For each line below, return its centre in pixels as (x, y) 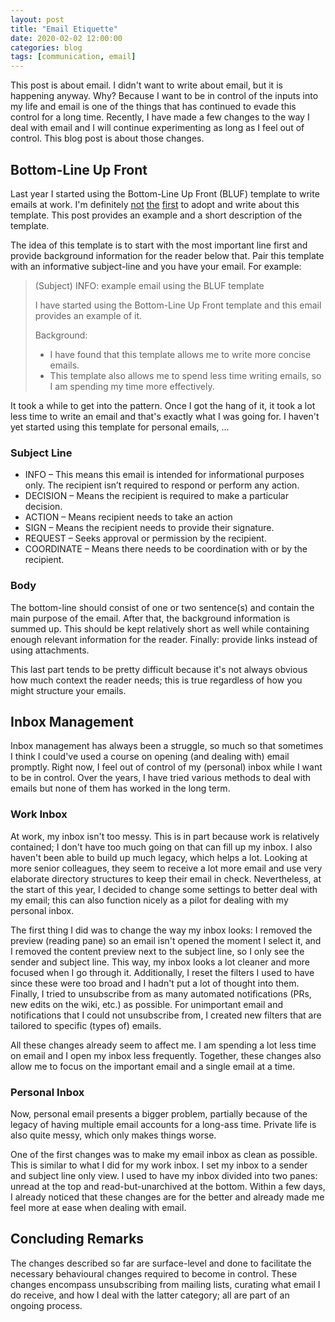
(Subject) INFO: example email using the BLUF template (149, 285)
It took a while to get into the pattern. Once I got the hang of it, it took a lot (163, 405)
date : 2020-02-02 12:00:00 (66, 38)
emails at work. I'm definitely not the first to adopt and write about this (155, 204)
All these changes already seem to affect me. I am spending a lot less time (163, 1045)
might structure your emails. (68, 690)
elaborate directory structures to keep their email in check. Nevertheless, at (166, 878)
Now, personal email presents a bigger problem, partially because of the (159, 1113)
